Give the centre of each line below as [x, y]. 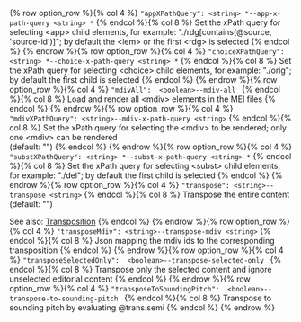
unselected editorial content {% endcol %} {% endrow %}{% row [130, 279]
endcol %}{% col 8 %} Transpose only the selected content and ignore [141, 269]
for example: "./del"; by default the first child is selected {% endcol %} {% [146, 175]
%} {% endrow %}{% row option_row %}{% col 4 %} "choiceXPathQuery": [147, 51]
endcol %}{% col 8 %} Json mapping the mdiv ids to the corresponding [142, 241]
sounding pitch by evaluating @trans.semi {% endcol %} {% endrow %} [142, 308]
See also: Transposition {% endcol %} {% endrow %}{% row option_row [143, 221]
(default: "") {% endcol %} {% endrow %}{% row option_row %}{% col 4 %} [151, 147]
